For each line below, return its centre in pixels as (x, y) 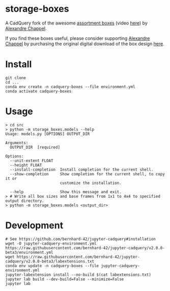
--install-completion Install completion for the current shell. (82, 169)
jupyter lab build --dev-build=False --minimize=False (65, 279)
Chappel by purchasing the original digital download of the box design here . (85, 43)
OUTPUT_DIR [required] (35, 147)
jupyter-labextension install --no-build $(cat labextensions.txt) (78, 275)
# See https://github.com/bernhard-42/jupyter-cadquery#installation (81, 239)
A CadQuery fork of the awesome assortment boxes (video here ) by (76, 23)
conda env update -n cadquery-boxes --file (52, 266)
